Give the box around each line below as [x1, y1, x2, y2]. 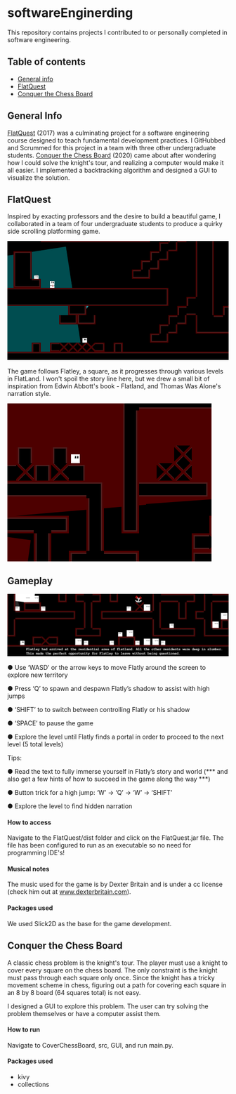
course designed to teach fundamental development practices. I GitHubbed [7, 136, 226, 145]
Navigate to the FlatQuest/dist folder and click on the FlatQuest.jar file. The [7, 833, 224, 842]
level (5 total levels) [7, 740, 64, 749]
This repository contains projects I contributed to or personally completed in [7, 28, 228, 37]
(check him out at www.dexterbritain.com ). [7, 888, 131, 896]
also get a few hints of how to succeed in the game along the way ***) [7, 775, 211, 784]
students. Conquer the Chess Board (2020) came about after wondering [7, 151, 216, 159]
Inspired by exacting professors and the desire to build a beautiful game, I [7, 212, 221, 220]
